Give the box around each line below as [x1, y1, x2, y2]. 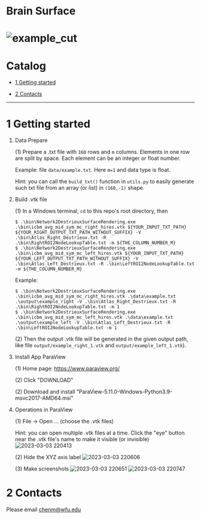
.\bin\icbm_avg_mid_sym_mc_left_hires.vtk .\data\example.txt [14, 314, 173, 321]
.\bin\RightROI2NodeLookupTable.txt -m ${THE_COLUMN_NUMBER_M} [14, 240, 176, 246]
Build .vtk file [14, 196, 47, 203]
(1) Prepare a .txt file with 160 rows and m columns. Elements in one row [14, 148, 190, 156]
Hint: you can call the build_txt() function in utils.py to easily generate [14, 178, 194, 185]
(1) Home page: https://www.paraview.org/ [14, 365, 120, 372]
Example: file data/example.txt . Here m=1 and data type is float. [14, 166, 171, 174]
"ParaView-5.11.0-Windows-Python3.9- [76, 388, 173, 396]
